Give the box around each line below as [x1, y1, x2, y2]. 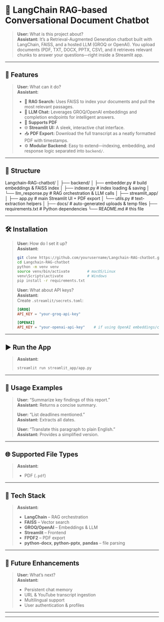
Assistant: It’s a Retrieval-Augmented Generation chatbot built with [17, 36, 153, 42]
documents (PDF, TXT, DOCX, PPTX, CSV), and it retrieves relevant [17, 47, 152, 52]
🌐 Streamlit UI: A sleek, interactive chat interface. [24, 125, 125, 130]
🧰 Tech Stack [5, 492, 46, 500]
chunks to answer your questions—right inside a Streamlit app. [17, 52, 143, 58]
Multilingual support [24, 597, 65, 603]
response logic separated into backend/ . [24, 148, 104, 154]
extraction [5, 201, 26, 207]
